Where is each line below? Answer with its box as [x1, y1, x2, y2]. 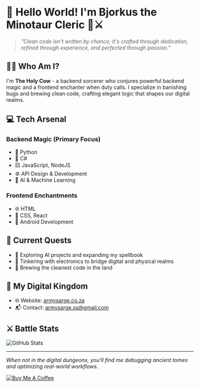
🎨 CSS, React [14, 212, 48, 219]
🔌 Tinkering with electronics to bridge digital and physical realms [14, 258, 174, 265]
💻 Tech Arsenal [6, 114, 67, 125]
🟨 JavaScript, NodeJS [14, 162, 71, 169]
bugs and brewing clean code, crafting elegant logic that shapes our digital [6, 89, 190, 97]
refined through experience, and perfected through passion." [20, 44, 171, 51]
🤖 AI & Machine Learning [14, 177, 76, 184]
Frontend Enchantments [6, 191, 78, 200]
